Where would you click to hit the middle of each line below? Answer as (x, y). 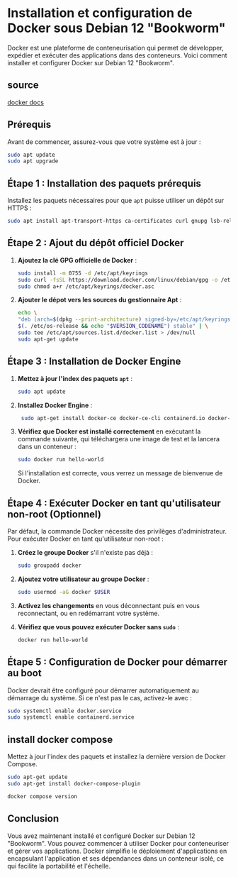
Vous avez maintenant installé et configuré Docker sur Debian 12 (102, 836)
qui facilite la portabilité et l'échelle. (59, 866)
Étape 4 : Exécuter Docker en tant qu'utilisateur (114, 503)
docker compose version (42, 796)
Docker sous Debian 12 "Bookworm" (117, 28)
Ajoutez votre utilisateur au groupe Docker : (83, 579)
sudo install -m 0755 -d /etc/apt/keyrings (83, 273)
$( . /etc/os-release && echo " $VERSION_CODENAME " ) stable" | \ (113, 326)
